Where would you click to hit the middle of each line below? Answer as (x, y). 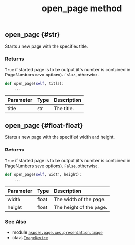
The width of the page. (79, 199)
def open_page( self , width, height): (43, 174)
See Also (16, 222)
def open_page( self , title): (35, 83)
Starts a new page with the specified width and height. (60, 137)
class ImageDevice (30, 237)
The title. (64, 108)
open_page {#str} (33, 35)
